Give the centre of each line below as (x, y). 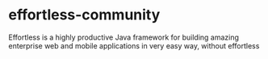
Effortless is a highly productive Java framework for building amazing (124, 37)
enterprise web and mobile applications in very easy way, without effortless (134, 45)
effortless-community (84, 15)
